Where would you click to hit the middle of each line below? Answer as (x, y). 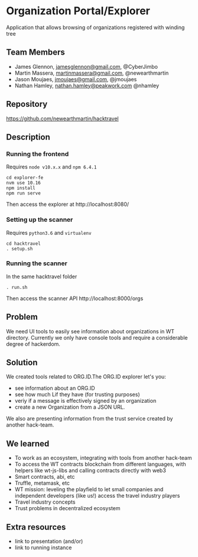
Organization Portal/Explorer (78, 11)
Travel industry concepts (45, 502)
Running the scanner (37, 263)
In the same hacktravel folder (42, 276)
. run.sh (17, 287)
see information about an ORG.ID (55, 388)
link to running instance (43, 548)
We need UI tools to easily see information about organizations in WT (90, 331)
